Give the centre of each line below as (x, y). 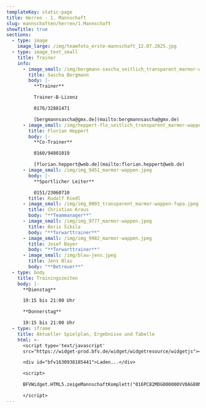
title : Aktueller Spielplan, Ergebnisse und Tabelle (86, 334)
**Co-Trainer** (53, 142)
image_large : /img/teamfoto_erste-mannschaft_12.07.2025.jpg (97, 47)
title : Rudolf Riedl (55, 198)
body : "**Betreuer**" (56, 267)
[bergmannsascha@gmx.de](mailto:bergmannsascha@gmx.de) (106, 119)
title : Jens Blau (50, 261)
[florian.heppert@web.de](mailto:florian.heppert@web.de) (109, 164)
